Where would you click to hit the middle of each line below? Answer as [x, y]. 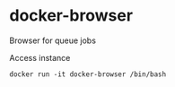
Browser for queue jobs [53, 40]
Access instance [40, 57]
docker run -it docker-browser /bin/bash [88, 74]
